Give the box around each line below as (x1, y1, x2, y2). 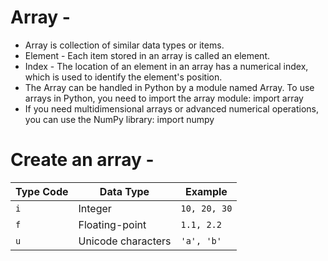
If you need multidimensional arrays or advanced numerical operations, (24, 102, 319, 115)
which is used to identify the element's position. (24, 71, 223, 83)
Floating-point (78, 217, 147, 231)
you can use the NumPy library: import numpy (24, 113, 215, 125)
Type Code (15, 184, 69, 198)
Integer (78, 201, 112, 215)
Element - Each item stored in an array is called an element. (24, 49, 270, 61)
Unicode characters (78, 234, 172, 248)
